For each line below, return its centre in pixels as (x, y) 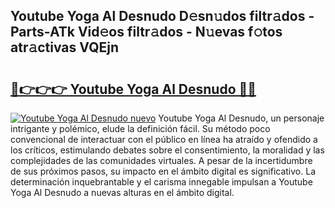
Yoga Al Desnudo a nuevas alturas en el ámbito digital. (122, 192)
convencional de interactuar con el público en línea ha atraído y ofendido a (164, 139)
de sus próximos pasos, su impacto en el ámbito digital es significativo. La (163, 171)
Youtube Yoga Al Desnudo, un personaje (241, 118)
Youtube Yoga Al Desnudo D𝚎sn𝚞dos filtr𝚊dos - (162, 16)
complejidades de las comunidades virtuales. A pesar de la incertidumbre (161, 160)
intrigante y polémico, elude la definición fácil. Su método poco (140, 128)
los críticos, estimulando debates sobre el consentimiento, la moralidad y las (167, 150)
